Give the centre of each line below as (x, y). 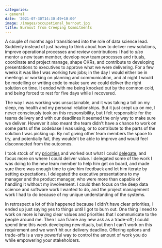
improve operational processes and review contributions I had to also (74, 52)
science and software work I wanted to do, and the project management (77, 190)
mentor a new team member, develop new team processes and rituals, (75, 57)
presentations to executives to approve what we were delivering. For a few (80, 67)
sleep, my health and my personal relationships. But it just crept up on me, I (80, 108)
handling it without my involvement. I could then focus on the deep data (77, 184)
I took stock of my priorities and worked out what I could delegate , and (76, 153)
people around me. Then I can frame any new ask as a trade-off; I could (77, 220)
